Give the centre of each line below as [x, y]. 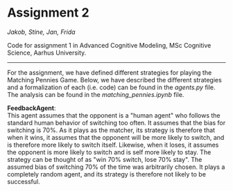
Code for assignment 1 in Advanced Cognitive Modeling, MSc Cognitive [109, 45]
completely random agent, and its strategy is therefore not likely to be [107, 174]
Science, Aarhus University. [47, 53]
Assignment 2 [48, 13]
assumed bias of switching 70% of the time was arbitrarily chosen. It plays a [116, 167]
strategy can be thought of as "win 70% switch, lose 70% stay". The [105, 159]
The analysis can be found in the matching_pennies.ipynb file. [96, 94]
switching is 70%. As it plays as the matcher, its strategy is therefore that [111, 130]
